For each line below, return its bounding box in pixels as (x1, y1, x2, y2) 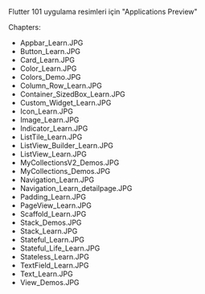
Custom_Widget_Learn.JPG (19, 98, 112, 107)
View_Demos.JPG (19, 278, 80, 287)
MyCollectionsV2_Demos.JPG (19, 158, 120, 168)
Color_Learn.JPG (19, 64, 77, 73)
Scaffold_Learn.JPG (19, 209, 87, 218)
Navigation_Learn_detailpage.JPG (19, 184, 133, 193)
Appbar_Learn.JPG (19, 38, 84, 48)
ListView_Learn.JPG (19, 149, 87, 159)
